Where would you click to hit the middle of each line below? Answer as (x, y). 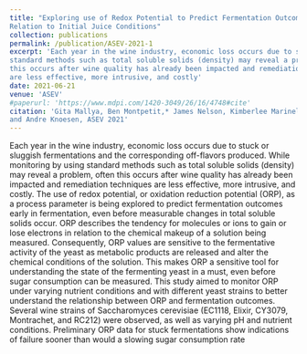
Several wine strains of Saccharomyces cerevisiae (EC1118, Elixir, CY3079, (149, 310)
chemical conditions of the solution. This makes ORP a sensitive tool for (144, 262)
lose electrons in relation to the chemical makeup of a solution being (138, 233)
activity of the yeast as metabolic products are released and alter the (139, 253)
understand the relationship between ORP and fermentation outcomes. (143, 301)
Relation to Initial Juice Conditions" (85, 26)
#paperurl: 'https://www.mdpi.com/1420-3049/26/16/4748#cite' (130, 103)
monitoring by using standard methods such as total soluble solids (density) (152, 165)
